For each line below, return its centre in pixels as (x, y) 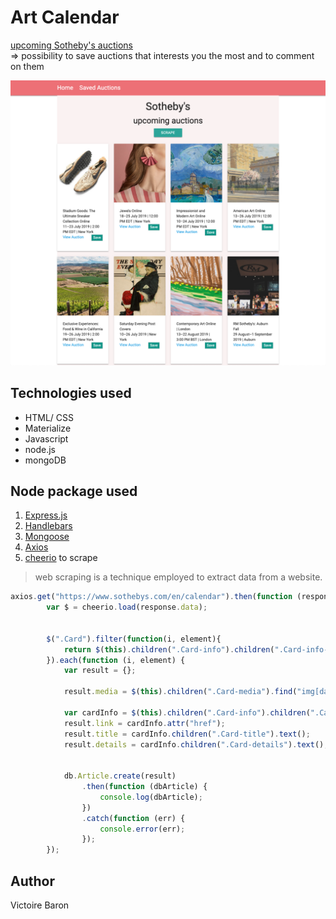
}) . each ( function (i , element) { (116, 660)
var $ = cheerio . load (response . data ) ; (127, 607)
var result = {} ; (100, 671)
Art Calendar (65, 17)
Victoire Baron (40, 905)
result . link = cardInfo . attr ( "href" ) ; (144, 723)
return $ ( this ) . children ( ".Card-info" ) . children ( (169, 649)
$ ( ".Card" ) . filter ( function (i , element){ (134, 639)
